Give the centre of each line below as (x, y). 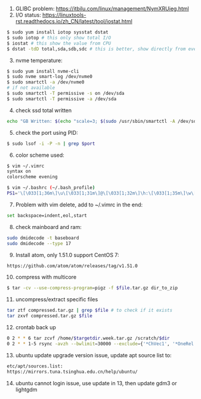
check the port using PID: (47, 132)
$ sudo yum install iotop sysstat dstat (58, 32)
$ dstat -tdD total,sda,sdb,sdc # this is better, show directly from (96, 49)
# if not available (31, 88)
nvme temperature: (39, 60)
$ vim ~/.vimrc (26, 166)
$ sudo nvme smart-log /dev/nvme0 (50, 77)
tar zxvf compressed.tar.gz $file (50, 316)
